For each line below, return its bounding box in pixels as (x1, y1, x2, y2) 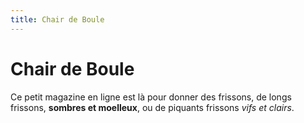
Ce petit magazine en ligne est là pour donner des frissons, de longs (10, 91, 292, 103)
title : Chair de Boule (10, 14, 105, 25)
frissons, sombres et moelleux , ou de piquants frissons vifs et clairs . (10, 101, 295, 113)
